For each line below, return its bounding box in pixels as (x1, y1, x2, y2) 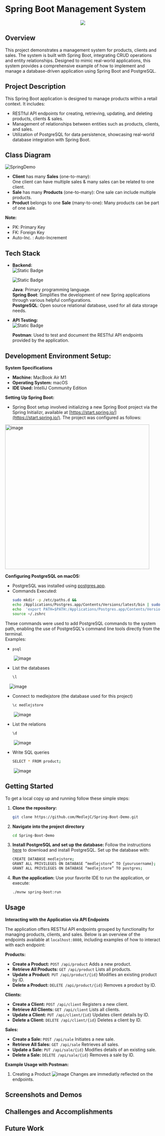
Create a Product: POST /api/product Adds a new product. (12, 961, 132, 967)
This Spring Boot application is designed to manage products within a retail (5, 95, 158, 101)
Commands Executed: (12, 588, 58, 594)
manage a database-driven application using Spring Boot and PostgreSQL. (5, 68, 157, 74)
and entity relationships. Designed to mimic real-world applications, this (5, 57, 151, 63)
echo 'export (12, 607, 41, 612)
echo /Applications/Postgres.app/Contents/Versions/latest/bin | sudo (12, 602, 161, 607)
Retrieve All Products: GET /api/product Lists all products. (12, 966, 132, 972)
